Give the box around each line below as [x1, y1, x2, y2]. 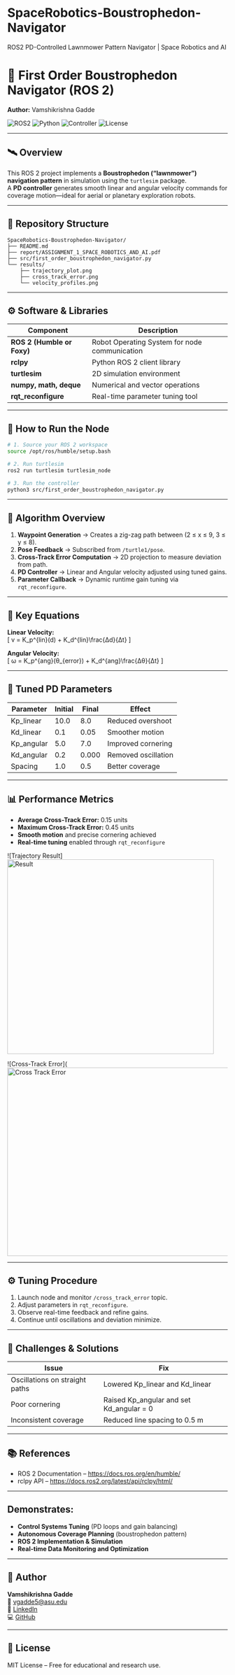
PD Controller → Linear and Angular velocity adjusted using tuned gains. [17, 568, 227, 577]
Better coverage [107, 761, 161, 771]
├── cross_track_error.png [20, 273, 99, 281]
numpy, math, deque [10, 380, 82, 390]
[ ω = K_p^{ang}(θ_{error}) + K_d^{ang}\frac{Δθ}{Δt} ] [7, 656, 164, 665]
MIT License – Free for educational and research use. [7, 1660, 161, 1669]
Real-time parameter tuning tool [92, 392, 198, 402]
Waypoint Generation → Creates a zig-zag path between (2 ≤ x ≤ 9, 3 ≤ [17, 530, 226, 539]
